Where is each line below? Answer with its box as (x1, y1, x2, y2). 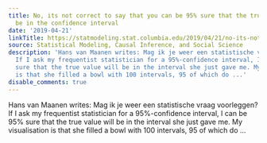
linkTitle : (8, 33, 44, 42)
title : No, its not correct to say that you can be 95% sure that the (8, 11, 247, 20)
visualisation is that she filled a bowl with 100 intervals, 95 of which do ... (8, 125, 246, 135)
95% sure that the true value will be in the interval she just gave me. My (8, 117, 243, 126)
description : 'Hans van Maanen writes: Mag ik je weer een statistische (8, 48, 254, 56)
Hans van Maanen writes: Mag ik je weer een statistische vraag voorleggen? (8, 100, 258, 110)
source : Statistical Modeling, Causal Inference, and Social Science (8, 41, 244, 49)
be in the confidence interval (15, 19, 119, 27)
